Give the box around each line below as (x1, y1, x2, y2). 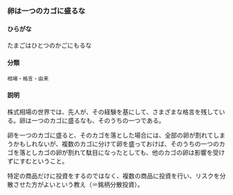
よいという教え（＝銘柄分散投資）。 (43, 180, 144, 188)
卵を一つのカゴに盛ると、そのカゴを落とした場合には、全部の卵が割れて (7, 131, 214, 139)
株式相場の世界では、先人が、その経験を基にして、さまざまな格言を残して (7, 107, 220, 115)
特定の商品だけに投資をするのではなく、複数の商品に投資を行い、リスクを (7, 171, 220, 180)
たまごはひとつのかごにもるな (7, 41, 92, 50)
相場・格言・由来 (7, 75, 49, 82)
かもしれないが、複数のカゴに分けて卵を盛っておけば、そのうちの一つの (12, 140, 220, 148)
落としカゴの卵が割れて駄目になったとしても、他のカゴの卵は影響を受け (19, 148, 225, 156)
